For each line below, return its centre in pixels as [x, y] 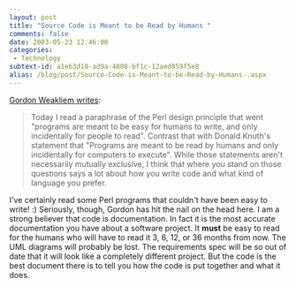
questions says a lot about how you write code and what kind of [147, 173]
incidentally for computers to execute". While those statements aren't [157, 155]
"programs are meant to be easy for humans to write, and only [144, 126]
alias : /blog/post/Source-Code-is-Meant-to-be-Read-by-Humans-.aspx [138, 75]
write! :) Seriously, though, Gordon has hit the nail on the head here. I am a [144, 209]
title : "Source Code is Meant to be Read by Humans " [110, 26]
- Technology [37, 58]
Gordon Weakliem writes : [55, 100]
